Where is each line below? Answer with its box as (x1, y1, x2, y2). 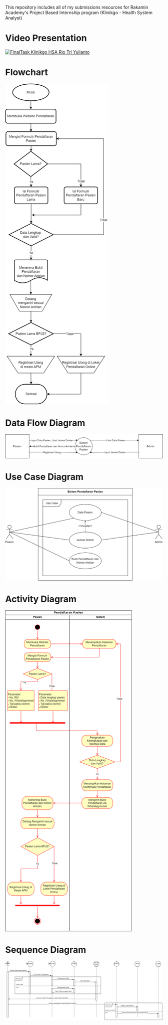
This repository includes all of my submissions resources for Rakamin (5, 5, 148, 10)
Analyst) (5, 15, 22, 21)
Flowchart (5, 67, 48, 78)
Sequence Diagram (5, 944, 86, 955)
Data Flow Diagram (5, 417, 85, 429)
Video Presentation (5, 33, 87, 44)
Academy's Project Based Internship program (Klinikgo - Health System (5, 10, 152, 16)
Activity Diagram (5, 594, 76, 605)
